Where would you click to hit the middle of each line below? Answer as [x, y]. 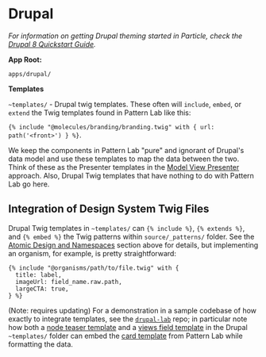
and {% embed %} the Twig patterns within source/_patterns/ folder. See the [131, 236]
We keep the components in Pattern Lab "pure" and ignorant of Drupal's [126, 150]
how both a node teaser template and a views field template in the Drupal [128, 327]
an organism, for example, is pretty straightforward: [93, 253]
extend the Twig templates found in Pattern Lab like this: [100, 113]
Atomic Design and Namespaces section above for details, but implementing [133, 245]
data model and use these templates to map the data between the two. [124, 159]
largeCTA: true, [42, 289]
